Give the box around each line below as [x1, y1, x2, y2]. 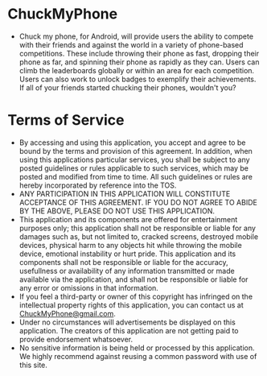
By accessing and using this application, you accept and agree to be [18, 138, 246, 147]
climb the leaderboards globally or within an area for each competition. [18, 65, 255, 75]
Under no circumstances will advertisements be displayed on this [18, 317, 236, 327]
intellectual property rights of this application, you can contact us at [18, 300, 244, 310]
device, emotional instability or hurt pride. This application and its [18, 249, 236, 258]
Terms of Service [7, 111, 125, 130]
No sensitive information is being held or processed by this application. [18, 343, 255, 353]
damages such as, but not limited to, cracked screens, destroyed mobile [18, 231, 259, 242]
